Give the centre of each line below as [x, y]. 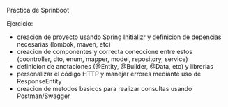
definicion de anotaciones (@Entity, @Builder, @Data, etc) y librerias [115, 66]
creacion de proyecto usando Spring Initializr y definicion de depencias [119, 37]
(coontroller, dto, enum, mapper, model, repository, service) [102, 59]
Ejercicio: [20, 23]
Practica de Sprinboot [38, 10]
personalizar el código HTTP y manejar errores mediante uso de [109, 74]
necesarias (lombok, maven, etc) [63, 44]
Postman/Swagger [43, 96]
